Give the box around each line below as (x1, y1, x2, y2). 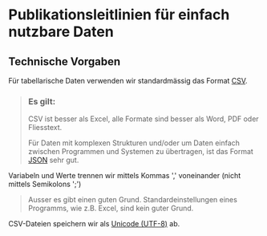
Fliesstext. (27, 123, 63, 132)
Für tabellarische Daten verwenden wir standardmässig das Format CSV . (8, 76, 248, 85)
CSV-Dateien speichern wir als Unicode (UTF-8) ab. (8, 219, 180, 229)
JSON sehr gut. (27, 155, 79, 165)
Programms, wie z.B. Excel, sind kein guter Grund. (27, 203, 194, 214)
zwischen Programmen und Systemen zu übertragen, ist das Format (27, 147, 254, 157)
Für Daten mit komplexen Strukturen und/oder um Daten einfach (27, 138, 241, 148)
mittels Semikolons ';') (8, 179, 82, 189)
